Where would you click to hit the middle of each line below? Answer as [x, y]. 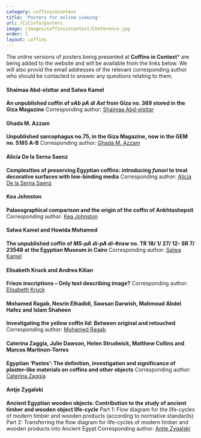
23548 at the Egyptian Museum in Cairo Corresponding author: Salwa [94, 250]
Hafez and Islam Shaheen [39, 309]
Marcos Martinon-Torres [37, 350]
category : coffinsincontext [41, 12]
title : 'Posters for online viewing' [53, 17]
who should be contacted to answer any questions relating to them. [89, 76]
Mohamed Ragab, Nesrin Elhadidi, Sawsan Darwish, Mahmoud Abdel [94, 303]
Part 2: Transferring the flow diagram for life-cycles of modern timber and [97, 422]
